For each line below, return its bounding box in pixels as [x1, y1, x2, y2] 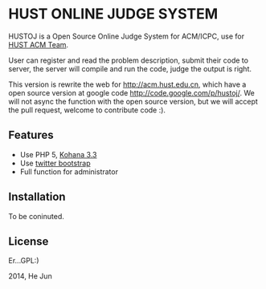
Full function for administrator [19, 166, 119, 177]
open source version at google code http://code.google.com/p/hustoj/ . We [8, 88, 255, 97]
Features [8, 128, 54, 142]
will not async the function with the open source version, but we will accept [8, 96, 259, 106]
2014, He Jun [8, 271, 52, 281]
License [8, 234, 49, 248]
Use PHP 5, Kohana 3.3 [19, 149, 97, 159]
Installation [8, 190, 66, 204]
